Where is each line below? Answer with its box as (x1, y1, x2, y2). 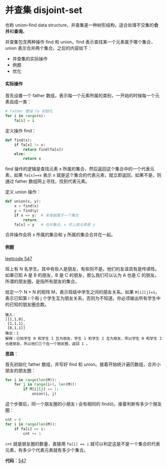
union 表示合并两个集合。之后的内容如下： (5, 45, 92, 51)
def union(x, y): (5, 199, 41, 204)
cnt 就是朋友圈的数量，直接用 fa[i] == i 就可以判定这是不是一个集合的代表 (5, 441, 161, 447)
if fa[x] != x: (14, 142, 46, 147)
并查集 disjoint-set (5, 4, 82, 16)
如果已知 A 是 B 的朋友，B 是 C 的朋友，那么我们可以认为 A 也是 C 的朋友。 (5, 272, 160, 278)
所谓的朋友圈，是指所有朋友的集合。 (5, 278, 80, 284)
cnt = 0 (5, 417, 21, 422)
